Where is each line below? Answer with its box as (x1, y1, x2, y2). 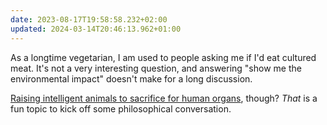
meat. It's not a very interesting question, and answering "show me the (10, 62, 302, 74)
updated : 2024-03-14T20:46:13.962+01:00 (10, 24, 182, 34)
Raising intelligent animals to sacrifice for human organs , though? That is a (10, 92, 318, 104)
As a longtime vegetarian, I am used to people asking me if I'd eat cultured (10, 51, 317, 63)
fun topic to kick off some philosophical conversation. (10, 102, 232, 115)
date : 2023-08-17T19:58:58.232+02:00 (10, 14, 168, 25)
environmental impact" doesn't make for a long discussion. (10, 72, 253, 85)
